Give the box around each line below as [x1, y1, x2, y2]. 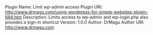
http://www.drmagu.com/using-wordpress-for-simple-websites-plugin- [5, 9, 148, 15]
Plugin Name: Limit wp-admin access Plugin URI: [5, 4, 103, 10]
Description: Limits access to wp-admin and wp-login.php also [23, 14, 149, 20]
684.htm [5, 14, 22, 20]
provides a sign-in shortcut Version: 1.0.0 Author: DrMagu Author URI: [5, 19, 145, 25]
